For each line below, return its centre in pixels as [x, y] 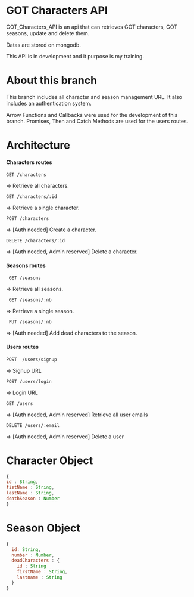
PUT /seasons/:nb [30, 322]
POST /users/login [29, 381]
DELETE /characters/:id [36, 241]
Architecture [38, 145]
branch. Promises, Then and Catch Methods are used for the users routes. [97, 121]
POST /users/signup [32, 359]
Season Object [43, 528]
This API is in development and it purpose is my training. [75, 56]
